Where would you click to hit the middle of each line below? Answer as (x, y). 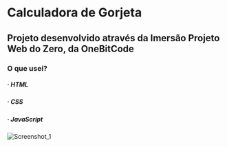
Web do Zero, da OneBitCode (71, 48)
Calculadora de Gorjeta (75, 13)
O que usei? (28, 68)
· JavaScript (25, 119)
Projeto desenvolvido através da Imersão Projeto (113, 38)
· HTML (18, 84)
